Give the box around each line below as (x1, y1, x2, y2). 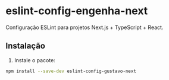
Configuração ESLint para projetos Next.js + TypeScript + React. (5, 24, 164, 31)
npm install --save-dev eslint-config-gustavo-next (5, 68, 136, 74)
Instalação (5, 41, 46, 51)
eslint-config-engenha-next (5, 4, 148, 18)
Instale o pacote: (14, 56, 56, 63)
